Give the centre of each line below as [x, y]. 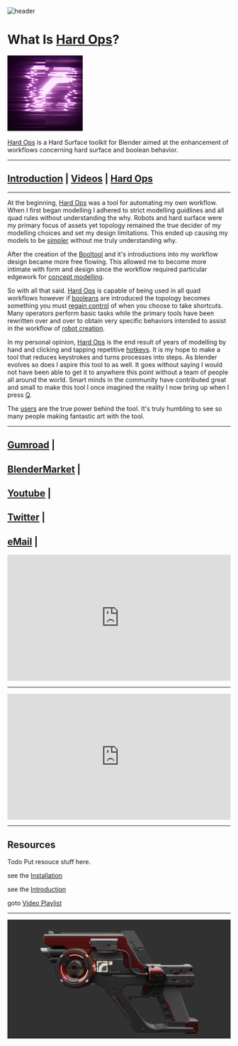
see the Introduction [37, 889]
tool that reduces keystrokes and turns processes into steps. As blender [112, 357]
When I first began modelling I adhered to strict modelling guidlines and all [116, 210]
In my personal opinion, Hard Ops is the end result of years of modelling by [117, 342]
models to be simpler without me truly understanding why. [92, 240]
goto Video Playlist [35, 903]
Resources [32, 845]
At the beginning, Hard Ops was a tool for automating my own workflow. [112, 202]
